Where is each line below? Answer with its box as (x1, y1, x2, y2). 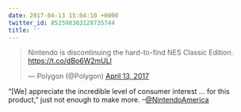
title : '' (8, 26, 41, 34)
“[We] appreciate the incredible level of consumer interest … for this (8, 87, 230, 96)
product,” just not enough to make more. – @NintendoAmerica (8, 95, 209, 105)
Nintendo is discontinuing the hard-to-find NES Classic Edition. (27, 48, 234, 58)
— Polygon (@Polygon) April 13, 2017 (27, 72, 149, 81)
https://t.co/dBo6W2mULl (27, 56, 113, 65)
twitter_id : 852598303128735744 (8, 19, 115, 27)
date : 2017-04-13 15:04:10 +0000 (8, 11, 119, 20)
